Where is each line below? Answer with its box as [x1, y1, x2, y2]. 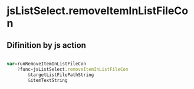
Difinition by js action [6, 40, 86, 50]
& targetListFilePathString [28, 72, 94, 78]
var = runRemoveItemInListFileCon [6, 61, 86, 67]
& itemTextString [28, 77, 68, 83]
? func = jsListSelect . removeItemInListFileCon [17, 66, 129, 72]
